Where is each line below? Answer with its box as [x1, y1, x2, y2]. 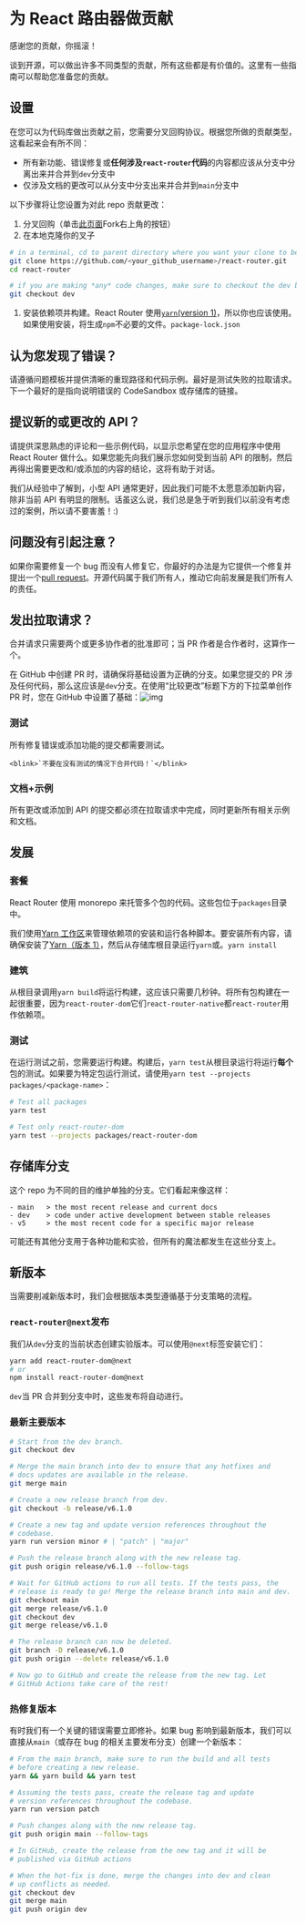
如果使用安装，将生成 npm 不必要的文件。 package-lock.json [22, 319, 240, 330]
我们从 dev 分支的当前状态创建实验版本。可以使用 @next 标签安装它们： [9, 1338, 266, 1349]
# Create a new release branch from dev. [9, 1495, 169, 1504]
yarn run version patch [9, 1805, 100, 1814]
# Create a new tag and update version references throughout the [9, 1520, 267, 1529]
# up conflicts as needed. [9, 1879, 112, 1888]
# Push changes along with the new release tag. [9, 1821, 198, 1831]
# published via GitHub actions [9, 1855, 132, 1864]
